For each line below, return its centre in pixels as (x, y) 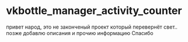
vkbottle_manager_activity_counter (94, 11)
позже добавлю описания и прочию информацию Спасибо (80, 33)
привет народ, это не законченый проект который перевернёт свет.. (92, 27)
